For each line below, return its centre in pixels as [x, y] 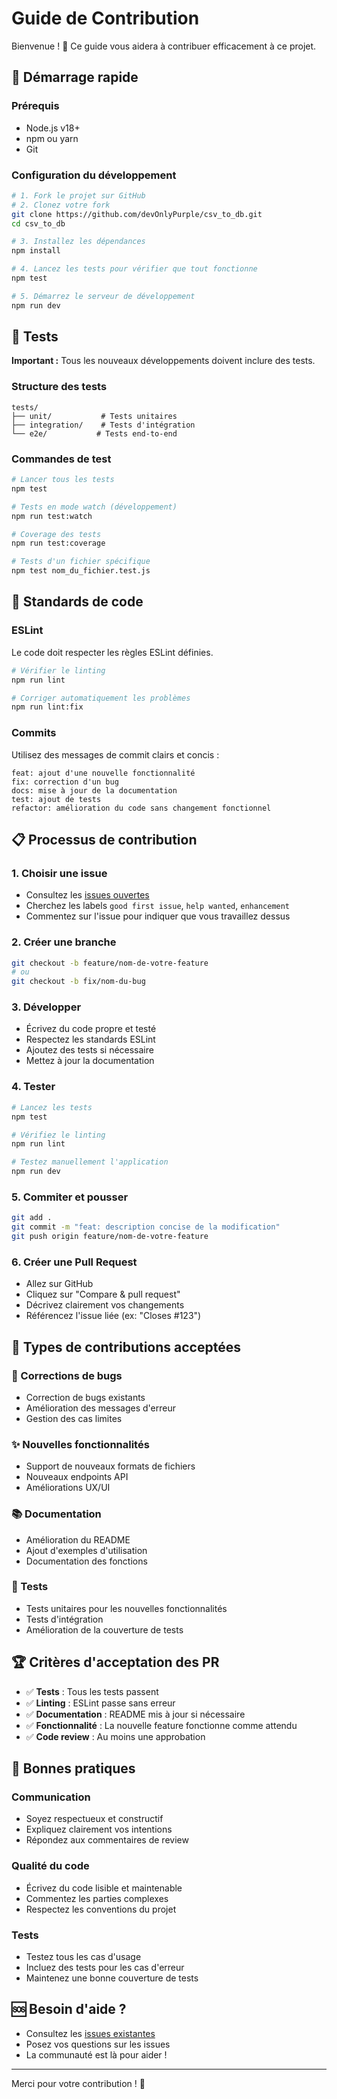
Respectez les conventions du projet [101, 1909]
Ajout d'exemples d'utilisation [86, 1550]
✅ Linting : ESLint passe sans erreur [100, 1703]
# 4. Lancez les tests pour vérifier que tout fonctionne [134, 269]
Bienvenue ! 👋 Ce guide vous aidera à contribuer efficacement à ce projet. [164, 46]
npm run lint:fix [47, 707]
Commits [34, 733]
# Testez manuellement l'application [90, 1162]
